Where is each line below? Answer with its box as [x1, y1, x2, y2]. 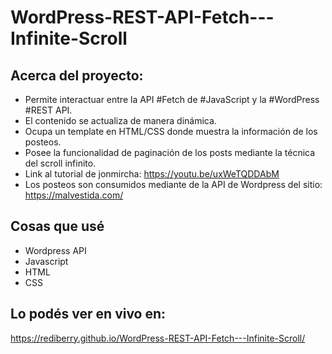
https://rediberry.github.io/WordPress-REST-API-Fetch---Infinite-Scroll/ [10, 332, 306, 344]
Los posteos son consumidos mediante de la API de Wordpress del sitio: [24, 179, 323, 190]
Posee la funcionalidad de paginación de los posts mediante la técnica [24, 147, 316, 158]
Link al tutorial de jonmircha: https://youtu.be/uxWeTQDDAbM [24, 168, 280, 180]
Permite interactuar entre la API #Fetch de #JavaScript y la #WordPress [24, 94, 320, 105]
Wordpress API [24, 244, 87, 256]
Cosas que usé [10, 218, 105, 235]
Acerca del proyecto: [10, 67, 144, 84]
